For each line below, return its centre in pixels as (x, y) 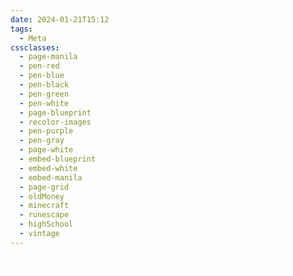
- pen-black (44, 85)
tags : (21, 29)
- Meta (33, 38)
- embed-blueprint (58, 159)
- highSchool (46, 224)
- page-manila (48, 57)
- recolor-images (55, 122)
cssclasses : (35, 47)
